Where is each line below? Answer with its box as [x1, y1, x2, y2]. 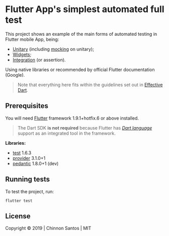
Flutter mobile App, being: [5, 36, 60, 42]
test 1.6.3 [12, 150, 32, 156]
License [5, 212, 31, 220]
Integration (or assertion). [12, 56, 66, 63]
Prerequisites [5, 102, 48, 110]
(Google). [5, 72, 25, 78]
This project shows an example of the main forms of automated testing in [5, 31, 157, 37]
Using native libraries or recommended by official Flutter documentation [5, 67, 155, 73]
